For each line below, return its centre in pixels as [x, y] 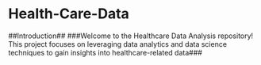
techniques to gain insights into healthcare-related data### [105, 52]
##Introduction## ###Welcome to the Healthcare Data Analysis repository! [131, 36]
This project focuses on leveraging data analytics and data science [118, 44]
